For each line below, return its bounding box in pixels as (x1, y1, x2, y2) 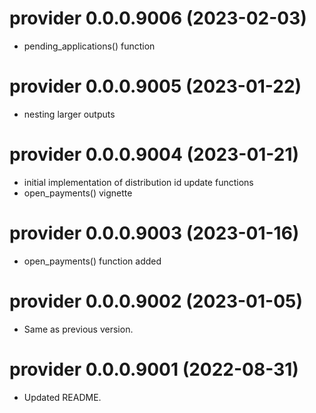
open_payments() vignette (23, 187, 133, 199)
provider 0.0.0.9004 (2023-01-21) (9, 143, 300, 166)
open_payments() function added (23, 255, 162, 267)
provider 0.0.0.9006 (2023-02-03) (9, 7, 307, 30)
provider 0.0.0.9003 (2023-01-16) (9, 222, 300, 244)
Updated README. (23, 391, 102, 403)
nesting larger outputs (23, 108, 116, 120)
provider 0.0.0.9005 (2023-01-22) (9, 75, 302, 98)
